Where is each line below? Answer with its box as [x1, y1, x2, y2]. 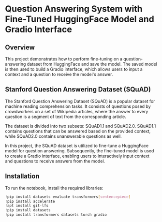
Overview [5, 43, 35, 51]
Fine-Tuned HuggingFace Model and [5, 14, 155, 25]
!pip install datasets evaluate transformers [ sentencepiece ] [5, 194, 131, 199]
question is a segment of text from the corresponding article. [5, 114, 127, 119]
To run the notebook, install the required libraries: [5, 185, 103, 191]
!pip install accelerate [5, 199, 55, 204]
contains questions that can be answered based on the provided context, [5, 128, 151, 134]
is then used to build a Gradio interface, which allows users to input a [5, 66, 143, 72]
